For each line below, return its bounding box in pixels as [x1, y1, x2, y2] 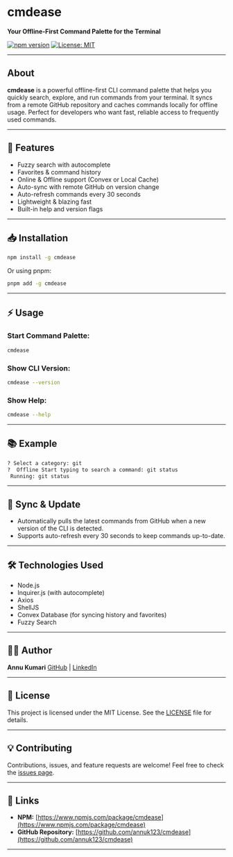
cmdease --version [7, 379, 60, 386]
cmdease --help [7, 411, 51, 418]
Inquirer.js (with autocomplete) [17, 589, 105, 597]
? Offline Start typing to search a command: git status [7, 466, 178, 473]
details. [7, 715, 28, 724]
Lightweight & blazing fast [17, 197, 92, 206]
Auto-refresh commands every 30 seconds [17, 190, 141, 198]
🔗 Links [7, 794, 40, 806]
